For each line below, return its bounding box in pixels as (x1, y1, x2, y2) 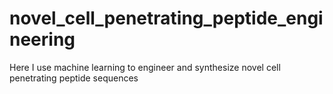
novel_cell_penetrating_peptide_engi (9, 7, 324, 30)
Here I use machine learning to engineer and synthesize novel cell (9, 61, 281, 73)
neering (9, 28, 76, 51)
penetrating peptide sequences (9, 72, 139, 84)
